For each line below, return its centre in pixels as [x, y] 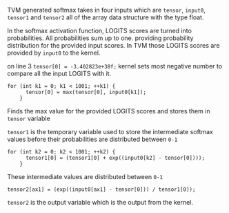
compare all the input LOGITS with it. [59, 73]
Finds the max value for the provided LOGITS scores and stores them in [109, 111]
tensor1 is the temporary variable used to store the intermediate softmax [110, 132]
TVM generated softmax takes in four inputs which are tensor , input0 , [106, 10]
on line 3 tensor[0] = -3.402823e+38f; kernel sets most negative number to [115, 66]
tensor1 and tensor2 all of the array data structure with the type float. [106, 17]
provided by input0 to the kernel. [54, 53]
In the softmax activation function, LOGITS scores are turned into [99, 31]
